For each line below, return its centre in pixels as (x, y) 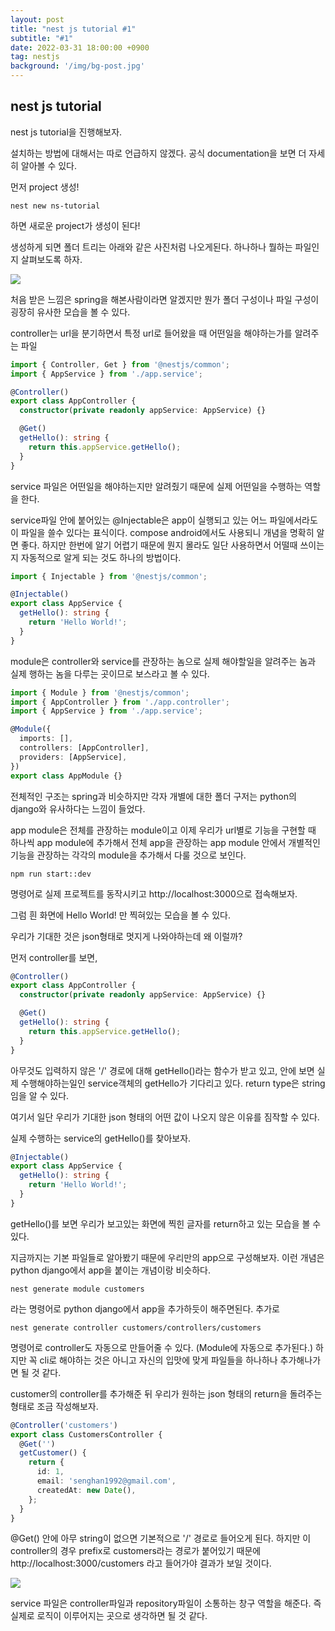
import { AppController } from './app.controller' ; (120, 702)
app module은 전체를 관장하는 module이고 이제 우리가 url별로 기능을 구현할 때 (163, 830)
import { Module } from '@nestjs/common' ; (100, 692)
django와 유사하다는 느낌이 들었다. (78, 808)
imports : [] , (46, 739)
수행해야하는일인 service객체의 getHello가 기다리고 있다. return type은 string (173, 1083)
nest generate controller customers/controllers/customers (136, 1327)
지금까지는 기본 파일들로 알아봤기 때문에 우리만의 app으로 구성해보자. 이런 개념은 (167, 1257)
